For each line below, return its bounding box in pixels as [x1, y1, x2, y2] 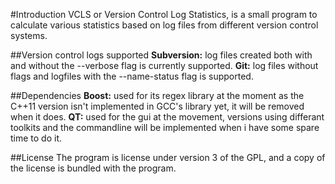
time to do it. [10, 132, 63, 144]
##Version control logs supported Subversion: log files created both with [10, 49, 313, 61]
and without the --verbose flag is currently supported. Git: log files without [10, 60, 319, 71]
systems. [10, 30, 48, 41]
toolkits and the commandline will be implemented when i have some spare [10, 122, 320, 133]
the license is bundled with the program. [10, 162, 177, 174]
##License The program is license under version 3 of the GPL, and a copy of [10, 152, 326, 163]
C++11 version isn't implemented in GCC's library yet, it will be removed [10, 100, 305, 112]
